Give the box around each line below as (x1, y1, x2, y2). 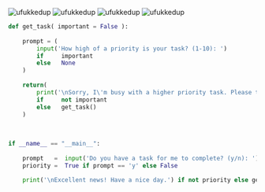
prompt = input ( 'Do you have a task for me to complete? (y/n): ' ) (22, 154, 259, 162)
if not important (36, 95, 108, 104)
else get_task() (36, 103, 97, 111)
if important (36, 52, 93, 60)
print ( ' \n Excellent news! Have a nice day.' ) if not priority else (22, 175, 248, 184)
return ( (22, 81, 47, 89)
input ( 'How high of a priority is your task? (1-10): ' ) (36, 44, 227, 53)
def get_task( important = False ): (8, 23, 129, 31)
